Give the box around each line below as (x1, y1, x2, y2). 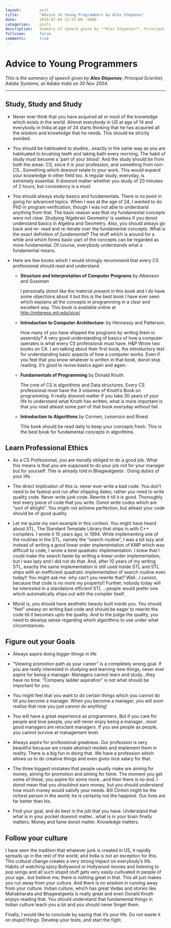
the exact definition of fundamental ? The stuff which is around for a (12, 231, 155, 237)
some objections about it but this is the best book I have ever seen (20, 293, 160, 299)
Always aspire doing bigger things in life (12, 651, 97, 657)
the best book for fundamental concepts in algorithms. (20, 429, 135, 435)
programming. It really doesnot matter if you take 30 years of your (20, 392, 159, 399)
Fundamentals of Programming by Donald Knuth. (20, 372, 125, 378)
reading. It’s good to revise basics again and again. (20, 362, 127, 368)
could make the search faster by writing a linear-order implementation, (12, 553, 161, 559)
